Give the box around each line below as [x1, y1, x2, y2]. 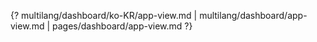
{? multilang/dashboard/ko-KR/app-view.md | [10, 10, 198, 21]
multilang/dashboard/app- [199, 10, 308, 21]
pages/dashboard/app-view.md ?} [51, 20, 193, 32]
